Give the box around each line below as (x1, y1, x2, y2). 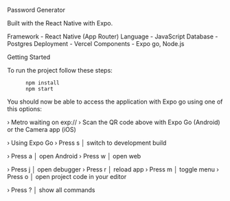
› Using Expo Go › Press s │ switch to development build (7, 139, 167, 147)
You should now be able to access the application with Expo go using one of (7, 97, 223, 106)
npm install (25, 80, 60, 86)
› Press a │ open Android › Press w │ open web (7, 152, 141, 160)
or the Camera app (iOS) (7, 126, 77, 133)
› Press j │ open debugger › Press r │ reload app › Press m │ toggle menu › (7, 165, 220, 174)
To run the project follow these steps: (7, 67, 113, 74)
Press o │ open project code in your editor (7, 173, 127, 180)
